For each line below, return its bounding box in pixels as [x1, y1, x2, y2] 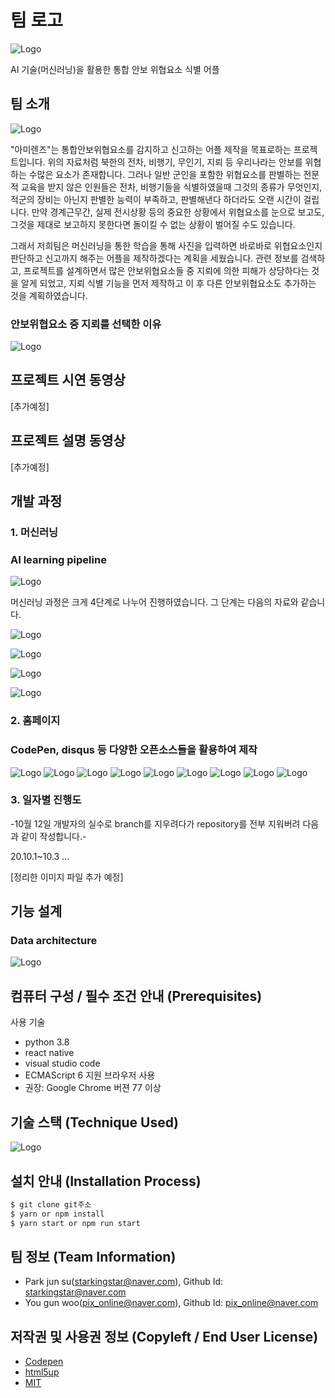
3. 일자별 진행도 [10, 793, 82, 807]
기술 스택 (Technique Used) [10, 1114, 179, 1131]
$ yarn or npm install [10, 1209, 105, 1219]
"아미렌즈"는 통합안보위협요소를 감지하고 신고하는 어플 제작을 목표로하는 [10, 143, 292, 155]
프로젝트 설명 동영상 [10, 432, 126, 450]
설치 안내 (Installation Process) [10, 1172, 202, 1190]
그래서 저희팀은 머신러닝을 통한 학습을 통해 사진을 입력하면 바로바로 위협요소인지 [10, 239, 323, 251]
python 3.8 [24, 1036, 70, 1048]
